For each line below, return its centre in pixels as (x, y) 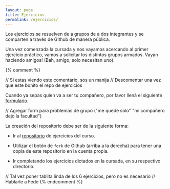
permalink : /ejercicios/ (32, 19)
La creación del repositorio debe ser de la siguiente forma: (67, 126)
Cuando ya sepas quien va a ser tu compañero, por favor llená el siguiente (84, 96)
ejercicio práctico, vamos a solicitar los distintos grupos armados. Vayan (82, 55)
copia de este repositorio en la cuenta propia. (61, 151)
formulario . (17, 101)
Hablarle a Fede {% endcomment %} (44, 182)
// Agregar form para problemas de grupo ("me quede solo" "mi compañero (85, 111)
